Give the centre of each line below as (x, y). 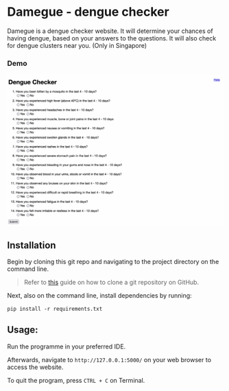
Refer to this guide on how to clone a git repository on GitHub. (111, 282)
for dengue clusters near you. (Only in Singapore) (77, 45)
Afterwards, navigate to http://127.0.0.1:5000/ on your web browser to (109, 359)
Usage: (23, 330)
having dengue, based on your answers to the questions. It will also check (112, 38)
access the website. (35, 367)
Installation (32, 245)
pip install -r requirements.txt (55, 309)
